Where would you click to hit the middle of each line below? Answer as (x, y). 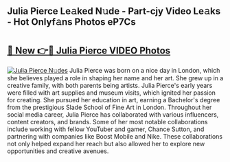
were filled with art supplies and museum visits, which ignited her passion (112, 93)
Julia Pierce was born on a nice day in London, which (145, 70)
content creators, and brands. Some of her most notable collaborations (107, 122)
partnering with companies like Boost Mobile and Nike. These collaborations (115, 136)
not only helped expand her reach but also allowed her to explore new (106, 144)
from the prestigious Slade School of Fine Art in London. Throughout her (110, 107)
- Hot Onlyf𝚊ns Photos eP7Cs (71, 22)
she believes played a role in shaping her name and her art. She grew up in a (115, 78)
